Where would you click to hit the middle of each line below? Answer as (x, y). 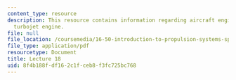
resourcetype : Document (42, 53)
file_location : (29, 40)
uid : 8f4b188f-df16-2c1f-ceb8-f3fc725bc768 (72, 65)
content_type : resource (42, 14)
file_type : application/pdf (48, 46)
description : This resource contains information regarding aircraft (111, 20)
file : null (23, 33)
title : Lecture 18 (34, 59)
